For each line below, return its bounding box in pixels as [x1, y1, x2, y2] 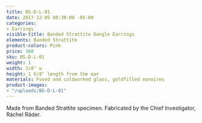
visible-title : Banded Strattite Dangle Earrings [6, 32, 135, 38]
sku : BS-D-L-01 [6, 54, 45, 60]
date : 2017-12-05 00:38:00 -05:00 [6, 15, 94, 21]
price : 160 [6, 48, 34, 55]
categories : [6, 20, 37, 26]
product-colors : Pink [6, 43, 61, 49]
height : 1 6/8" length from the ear [6, 71, 99, 77]
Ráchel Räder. [6, 110, 41, 118]
